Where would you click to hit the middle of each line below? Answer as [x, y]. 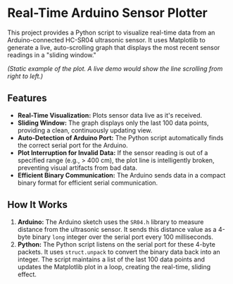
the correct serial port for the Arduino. [73, 145]
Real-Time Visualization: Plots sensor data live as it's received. [110, 115]
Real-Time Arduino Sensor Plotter [107, 13]
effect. [27, 274]
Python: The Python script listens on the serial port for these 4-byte [116, 244]
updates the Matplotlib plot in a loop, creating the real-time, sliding [114, 266]
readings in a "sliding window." [52, 55]
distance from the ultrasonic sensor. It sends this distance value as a [117, 229]
